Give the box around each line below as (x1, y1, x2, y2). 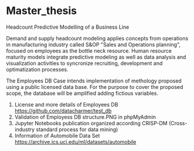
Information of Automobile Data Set (14, 132, 100, 139)
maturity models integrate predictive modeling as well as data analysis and (6, 53, 186, 60)
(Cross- (169, 119, 188, 126)
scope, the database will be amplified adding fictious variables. (6, 90, 159, 97)
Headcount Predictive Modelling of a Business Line (6, 23, 130, 30)
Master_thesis (6, 4, 77, 18)
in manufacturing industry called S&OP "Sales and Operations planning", (6, 41, 181, 48)
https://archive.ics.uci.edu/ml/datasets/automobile (14, 138, 137, 145)
